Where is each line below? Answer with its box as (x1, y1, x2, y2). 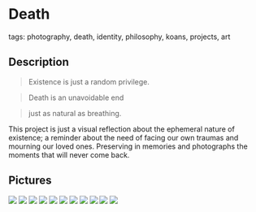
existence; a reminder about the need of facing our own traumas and (8, 132, 239, 142)
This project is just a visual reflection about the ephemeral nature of (8, 123, 236, 134)
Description (8, 55, 69, 69)
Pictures (8, 174, 52, 188)
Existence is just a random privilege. (28, 76, 150, 86)
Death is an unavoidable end (28, 93, 124, 102)
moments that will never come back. (8, 149, 130, 159)
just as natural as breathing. (28, 108, 122, 118)
